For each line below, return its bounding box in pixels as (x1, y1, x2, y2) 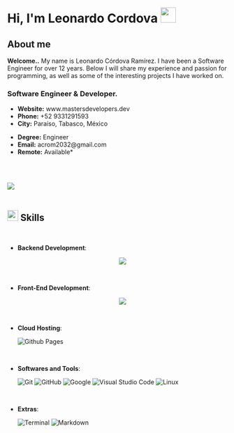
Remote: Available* (17, 148, 73, 156)
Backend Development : (17, 244, 87, 252)
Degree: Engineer (17, 133, 69, 142)
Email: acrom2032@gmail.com (17, 140, 107, 149)
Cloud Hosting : (17, 324, 62, 333)
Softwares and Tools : (17, 365, 80, 373)
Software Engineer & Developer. (7, 89, 118, 98)
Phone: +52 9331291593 (17, 112, 89, 121)
